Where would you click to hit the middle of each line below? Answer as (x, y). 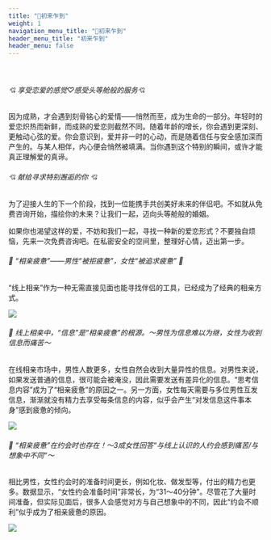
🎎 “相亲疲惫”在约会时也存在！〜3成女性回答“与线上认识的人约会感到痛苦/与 (133, 445)
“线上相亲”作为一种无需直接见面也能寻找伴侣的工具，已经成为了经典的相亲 (132, 287)
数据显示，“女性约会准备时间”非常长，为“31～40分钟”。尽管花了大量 (135, 492)
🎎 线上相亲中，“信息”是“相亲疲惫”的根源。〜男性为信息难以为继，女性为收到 (135, 333)
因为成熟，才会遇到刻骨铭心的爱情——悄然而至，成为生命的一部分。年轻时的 (135, 116)
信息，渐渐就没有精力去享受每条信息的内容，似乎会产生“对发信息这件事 (127, 399)
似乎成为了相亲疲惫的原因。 (65, 512)
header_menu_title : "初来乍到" (58, 38)
